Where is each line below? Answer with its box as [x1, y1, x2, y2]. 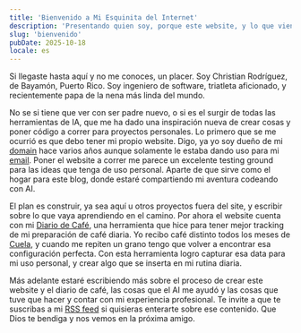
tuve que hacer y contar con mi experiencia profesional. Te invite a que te [9, 295, 281, 305]
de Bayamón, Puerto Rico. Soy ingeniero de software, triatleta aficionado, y [9, 81, 287, 91]
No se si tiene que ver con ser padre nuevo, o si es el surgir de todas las [9, 107, 276, 118]
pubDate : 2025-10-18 [9, 38, 87, 47]
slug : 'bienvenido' [9, 30, 82, 38]
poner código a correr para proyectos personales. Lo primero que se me [9, 126, 277, 137]
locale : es [9, 47, 50, 55]
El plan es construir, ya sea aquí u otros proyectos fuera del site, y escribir [9, 201, 283, 211]
